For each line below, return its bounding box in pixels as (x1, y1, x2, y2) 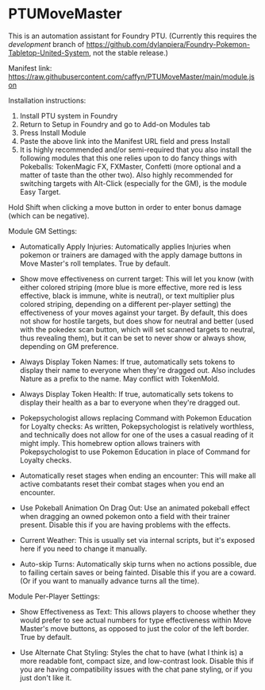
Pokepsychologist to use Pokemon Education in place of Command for (19, 447, 251, 456)
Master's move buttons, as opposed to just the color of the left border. (19, 623, 250, 633)
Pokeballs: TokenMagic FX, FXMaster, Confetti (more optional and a (19, 161, 241, 171)
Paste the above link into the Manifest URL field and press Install (19, 136, 230, 145)
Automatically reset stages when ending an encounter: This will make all (19, 471, 256, 480)
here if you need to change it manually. (19, 544, 148, 553)
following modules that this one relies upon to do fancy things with (19, 153, 237, 163)
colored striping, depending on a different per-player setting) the (19, 299, 232, 308)
